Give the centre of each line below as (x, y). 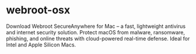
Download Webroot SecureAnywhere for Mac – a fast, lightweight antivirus (96, 26)
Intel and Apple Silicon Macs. (41, 45)
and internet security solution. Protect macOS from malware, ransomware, (96, 32)
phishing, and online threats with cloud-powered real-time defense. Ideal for (98, 38)
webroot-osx (38, 10)
